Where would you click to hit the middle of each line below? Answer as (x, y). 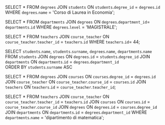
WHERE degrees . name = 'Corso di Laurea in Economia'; (60, 12)
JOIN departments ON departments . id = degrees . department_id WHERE (76, 112)
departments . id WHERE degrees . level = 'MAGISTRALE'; (61, 27)
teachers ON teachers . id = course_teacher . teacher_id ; (61, 87)
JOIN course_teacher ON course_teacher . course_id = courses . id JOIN (76, 82)
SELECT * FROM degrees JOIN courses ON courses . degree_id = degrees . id (81, 77)
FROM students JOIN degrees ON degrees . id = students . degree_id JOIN (78, 57)
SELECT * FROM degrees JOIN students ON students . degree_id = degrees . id (83, 7)
